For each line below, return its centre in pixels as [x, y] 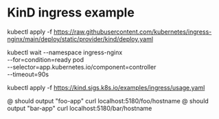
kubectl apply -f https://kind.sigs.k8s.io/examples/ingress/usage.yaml [106, 87]
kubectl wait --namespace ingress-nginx [65, 52]
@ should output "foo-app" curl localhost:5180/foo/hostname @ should [108, 100]
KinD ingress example [71, 13]
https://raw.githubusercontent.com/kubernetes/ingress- [133, 32]
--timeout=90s [28, 74]
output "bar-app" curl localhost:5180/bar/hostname [80, 108]
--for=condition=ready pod [46, 59]
